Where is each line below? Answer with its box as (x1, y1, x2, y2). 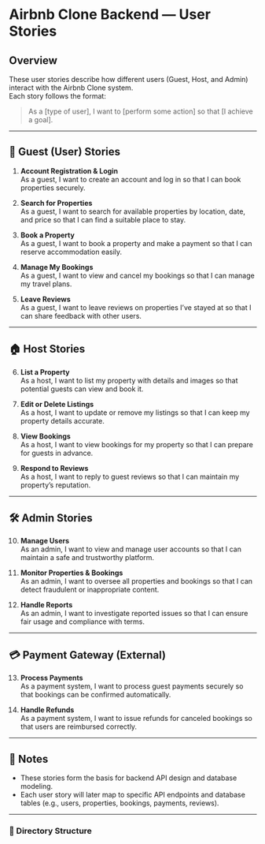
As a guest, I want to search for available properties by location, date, (20, 207, 246, 216)
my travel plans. (20, 278, 72, 289)
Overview (9, 54, 58, 67)
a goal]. (28, 115, 53, 124)
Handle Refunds (20, 705, 75, 715)
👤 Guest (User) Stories (9, 145, 121, 159)
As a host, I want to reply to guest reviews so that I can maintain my (20, 472, 240, 481)
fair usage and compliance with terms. (20, 617, 145, 626)
